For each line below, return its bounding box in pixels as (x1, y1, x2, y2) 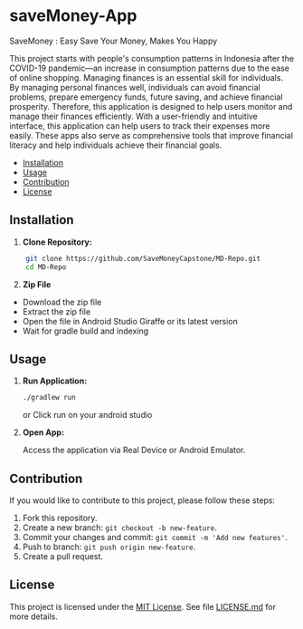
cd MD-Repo (25, 262, 67, 272)
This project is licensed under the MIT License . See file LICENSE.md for (9, 601, 277, 612)
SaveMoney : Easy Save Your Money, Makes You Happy (9, 35, 218, 46)
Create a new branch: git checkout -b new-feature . (22, 522, 217, 533)
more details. (9, 611, 59, 622)
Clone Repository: (22, 237, 92, 247)
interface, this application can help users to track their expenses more (9, 120, 270, 131)
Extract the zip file (22, 305, 91, 317)
